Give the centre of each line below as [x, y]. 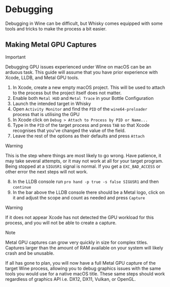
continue [22, 187]
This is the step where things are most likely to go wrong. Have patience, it [83, 155]
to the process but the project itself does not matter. [67, 93]
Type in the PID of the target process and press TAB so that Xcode [81, 125]
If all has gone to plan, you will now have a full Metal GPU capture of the [80, 263]
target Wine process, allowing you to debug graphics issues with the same [83, 268]
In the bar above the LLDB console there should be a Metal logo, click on [89, 192]
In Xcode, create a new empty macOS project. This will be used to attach [89, 87]
